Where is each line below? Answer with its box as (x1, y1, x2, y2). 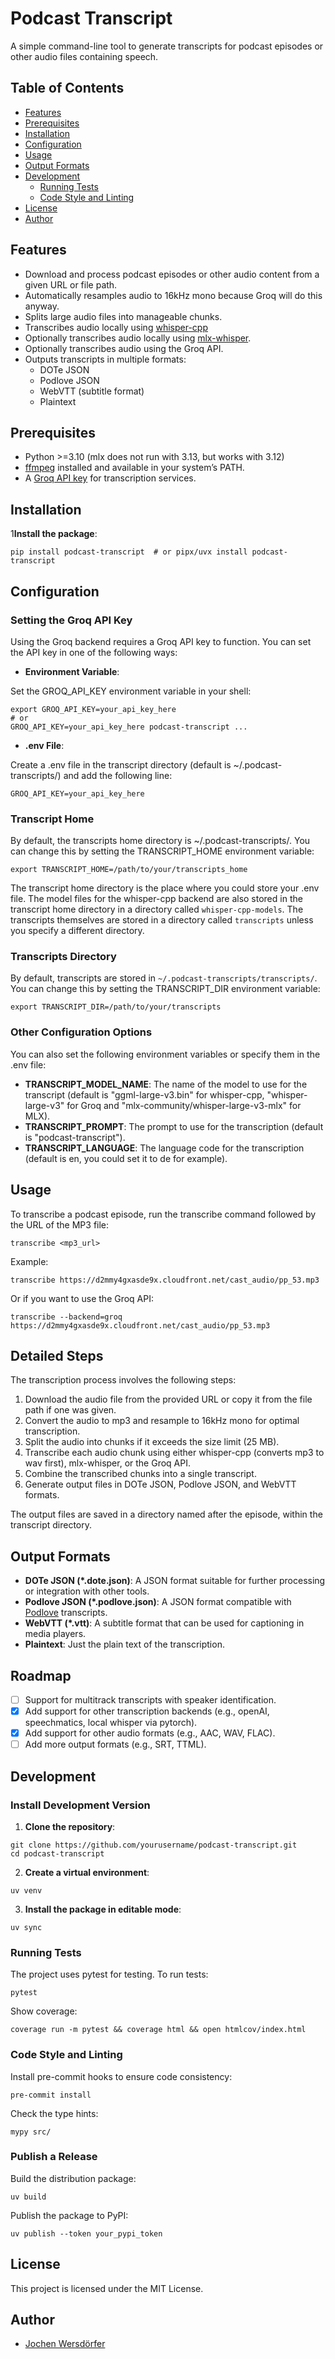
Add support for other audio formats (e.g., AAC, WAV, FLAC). (24, 1727, 276, 1739)
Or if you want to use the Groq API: (10, 1292, 155, 1304)
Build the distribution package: (10, 2172, 137, 2184)
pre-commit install (10, 2090, 92, 2100)
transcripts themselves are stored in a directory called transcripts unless (10, 914, 314, 926)
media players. (24, 1628, 87, 1640)
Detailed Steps (10, 1347, 104, 1364)
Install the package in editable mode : (24, 1903, 182, 1915)
